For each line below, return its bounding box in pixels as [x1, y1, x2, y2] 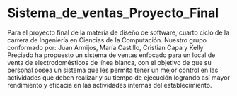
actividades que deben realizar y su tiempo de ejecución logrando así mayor [7, 73, 230, 82]
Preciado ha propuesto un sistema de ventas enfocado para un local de [7, 51, 216, 59]
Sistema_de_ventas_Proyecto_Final [7, 5, 219, 21]
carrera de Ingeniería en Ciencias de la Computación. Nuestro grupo [7, 35, 207, 44]
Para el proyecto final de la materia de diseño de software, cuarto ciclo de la [7, 28, 230, 37]
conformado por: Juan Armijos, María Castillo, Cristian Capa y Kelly [7, 43, 204, 52]
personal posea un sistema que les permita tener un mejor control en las [7, 66, 219, 74]
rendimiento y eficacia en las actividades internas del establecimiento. [7, 80, 212, 89]
